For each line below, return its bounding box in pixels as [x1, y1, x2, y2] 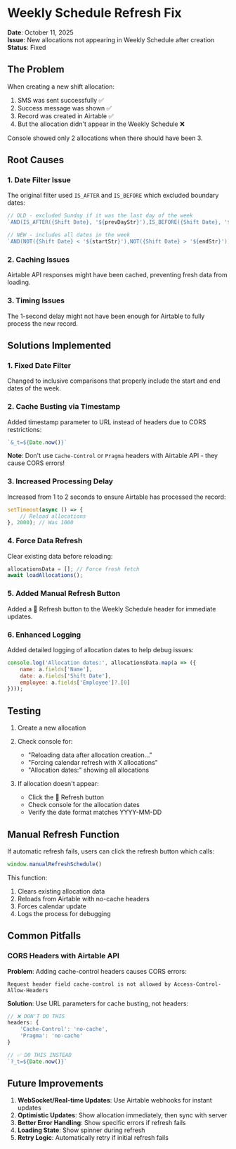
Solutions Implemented [7, 339, 111, 351]
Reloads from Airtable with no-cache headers [17, 894, 150, 903]
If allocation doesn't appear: [17, 780, 100, 788]
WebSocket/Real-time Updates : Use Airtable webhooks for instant [17, 1096, 212, 1105]
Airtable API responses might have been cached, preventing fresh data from [7, 271, 228, 279]
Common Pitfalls [7, 930, 81, 942]
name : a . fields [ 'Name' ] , [20, 666, 93, 673]
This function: [7, 873, 48, 882]
